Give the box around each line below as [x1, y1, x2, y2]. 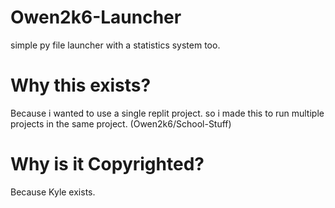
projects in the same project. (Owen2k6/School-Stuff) [10, 117, 232, 130]
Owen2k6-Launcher [10, 6, 182, 29]
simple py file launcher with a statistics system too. [10, 39, 221, 51]
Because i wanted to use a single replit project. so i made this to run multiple [10, 107, 325, 119]
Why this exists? [10, 74, 152, 97]
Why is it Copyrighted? [10, 153, 205, 176]
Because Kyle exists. [10, 186, 96, 198]
